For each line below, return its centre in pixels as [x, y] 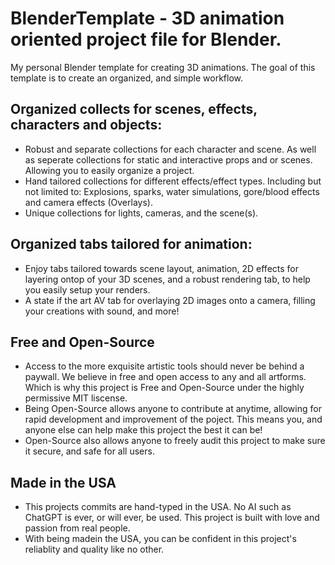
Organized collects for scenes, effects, [134, 109]
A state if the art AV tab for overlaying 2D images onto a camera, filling [170, 300]
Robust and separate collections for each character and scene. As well [170, 149]
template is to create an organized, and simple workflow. [127, 78]
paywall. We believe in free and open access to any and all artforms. [165, 377]
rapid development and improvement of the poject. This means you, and [173, 419]
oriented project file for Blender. [146, 39]
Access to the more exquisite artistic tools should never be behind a [164, 366]
